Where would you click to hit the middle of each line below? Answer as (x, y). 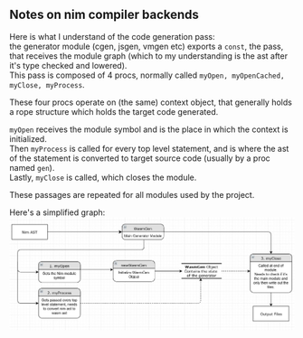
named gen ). (32, 167)
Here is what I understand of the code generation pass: (112, 36)
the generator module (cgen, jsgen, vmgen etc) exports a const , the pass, (147, 46)
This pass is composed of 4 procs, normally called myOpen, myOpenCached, (147, 75)
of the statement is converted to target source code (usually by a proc (140, 158)
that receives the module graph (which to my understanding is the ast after (148, 56)
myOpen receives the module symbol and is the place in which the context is (149, 129)
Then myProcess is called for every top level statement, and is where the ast (149, 148)
